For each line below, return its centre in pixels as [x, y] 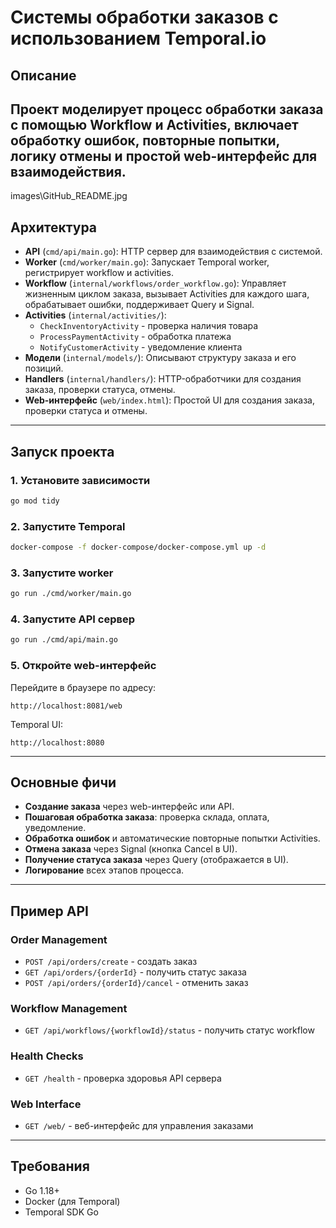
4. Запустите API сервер [73, 619]
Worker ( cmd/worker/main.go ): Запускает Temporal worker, [147, 262]
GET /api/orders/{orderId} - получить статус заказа [135, 972]
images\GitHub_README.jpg [69, 196]
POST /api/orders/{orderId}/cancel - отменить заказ [136, 983]
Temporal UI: [37, 724]
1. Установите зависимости [80, 480]
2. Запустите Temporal [68, 526]
